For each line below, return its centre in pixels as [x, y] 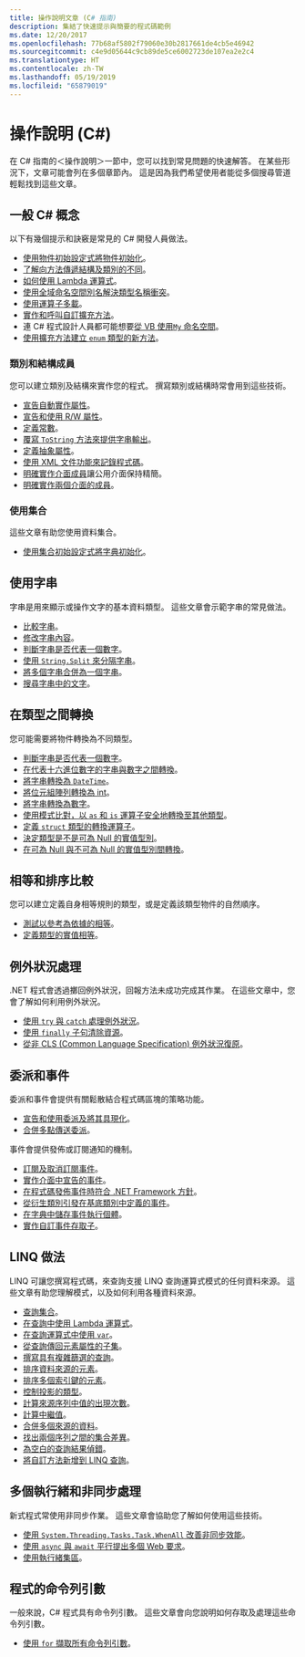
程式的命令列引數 [57, 1589]
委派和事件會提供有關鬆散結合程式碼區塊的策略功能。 [109, 1099]
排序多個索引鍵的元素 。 [66, 1380]
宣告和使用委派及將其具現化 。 [78, 1119]
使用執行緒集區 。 [55, 1558]
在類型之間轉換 [51, 715]
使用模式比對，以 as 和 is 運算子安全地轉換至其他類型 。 [127, 815]
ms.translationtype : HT [55, 60]
